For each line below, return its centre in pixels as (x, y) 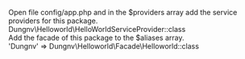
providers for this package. (53, 21)
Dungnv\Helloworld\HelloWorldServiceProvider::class (97, 29)
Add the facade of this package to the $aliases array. (96, 37)
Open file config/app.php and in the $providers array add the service (123, 12)
